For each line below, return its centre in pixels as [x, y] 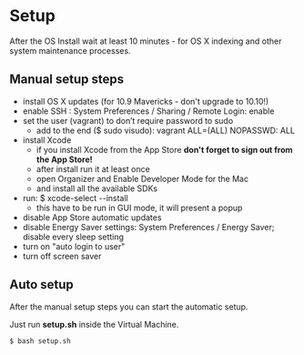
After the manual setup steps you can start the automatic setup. [129, 307]
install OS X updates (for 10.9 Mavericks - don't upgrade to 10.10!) [146, 101]
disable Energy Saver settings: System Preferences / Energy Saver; [148, 227]
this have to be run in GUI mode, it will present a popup [139, 208]
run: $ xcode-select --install [76, 198]
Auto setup [42, 284]
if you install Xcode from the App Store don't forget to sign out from [164, 149]
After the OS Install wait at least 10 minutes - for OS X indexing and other [146, 41]
